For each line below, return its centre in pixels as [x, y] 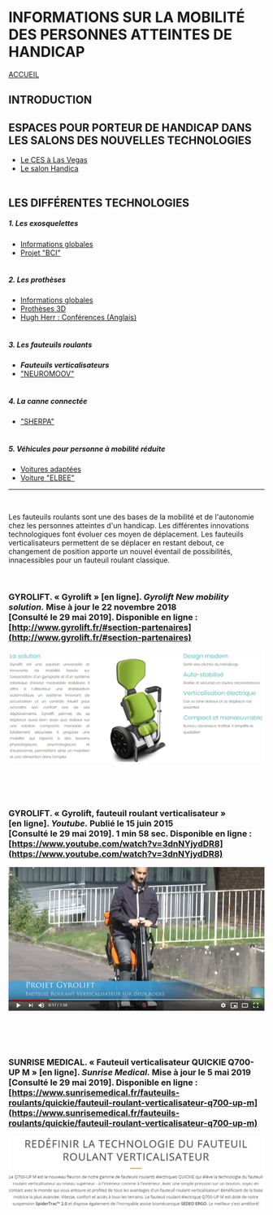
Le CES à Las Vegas [54, 160]
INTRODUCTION [50, 100]
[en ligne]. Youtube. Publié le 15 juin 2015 [91, 823]
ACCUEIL [24, 74]
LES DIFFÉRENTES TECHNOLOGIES [99, 203]
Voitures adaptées [50, 469]
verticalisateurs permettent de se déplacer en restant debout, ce [117, 543]
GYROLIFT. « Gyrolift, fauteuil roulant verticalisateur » [117, 813]
